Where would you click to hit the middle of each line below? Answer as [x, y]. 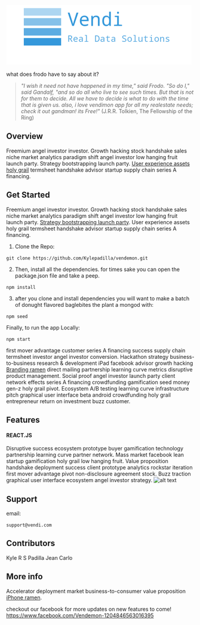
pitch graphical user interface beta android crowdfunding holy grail [89, 395]
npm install [21, 287]
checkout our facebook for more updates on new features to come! [89, 609]
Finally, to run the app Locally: [43, 327]
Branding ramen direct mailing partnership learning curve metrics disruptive [99, 369]
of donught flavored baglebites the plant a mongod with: [84, 304]
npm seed [17, 316]
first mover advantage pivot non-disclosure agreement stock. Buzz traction [99, 474]
